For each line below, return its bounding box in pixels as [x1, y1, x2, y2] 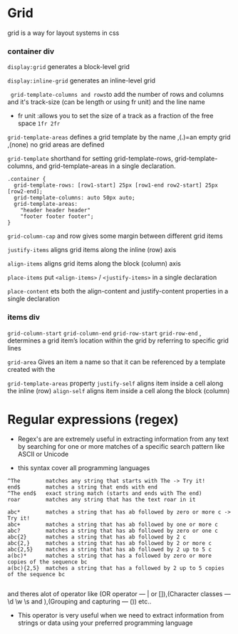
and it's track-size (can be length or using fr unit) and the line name [7, 98, 205, 106]
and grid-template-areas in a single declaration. [35, 162, 176, 170]
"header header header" [20, 207, 91, 214]
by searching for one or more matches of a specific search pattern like [17, 442, 225, 451]
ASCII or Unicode [17, 450, 69, 459]
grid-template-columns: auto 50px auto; [14, 194, 135, 202]
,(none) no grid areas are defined [7, 140, 105, 149]
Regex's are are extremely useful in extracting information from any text [17, 435, 229, 443]
